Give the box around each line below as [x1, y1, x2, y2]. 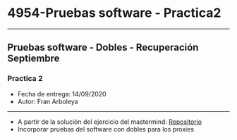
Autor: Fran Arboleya [17, 97, 79, 106]
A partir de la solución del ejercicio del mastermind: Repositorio [17, 117, 202, 126]
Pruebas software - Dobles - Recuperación [7, 42, 199, 53]
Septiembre [7, 53, 60, 65]
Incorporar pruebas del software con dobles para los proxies [17, 125, 195, 133]
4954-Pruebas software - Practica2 [7, 5, 221, 21]
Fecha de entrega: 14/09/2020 [17, 89, 107, 98]
